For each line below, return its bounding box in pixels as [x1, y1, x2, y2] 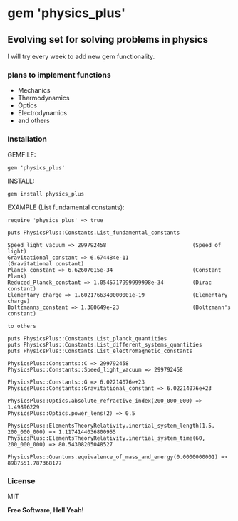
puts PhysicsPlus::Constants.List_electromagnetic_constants [7, 347, 193, 354]
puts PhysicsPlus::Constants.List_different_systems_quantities [7, 341, 202, 348]
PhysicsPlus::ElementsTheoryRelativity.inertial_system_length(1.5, [7, 422, 215, 429]
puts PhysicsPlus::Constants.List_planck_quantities [7, 335, 167, 342]
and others [17, 116, 50, 125]
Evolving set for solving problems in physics [7, 33, 209, 46]
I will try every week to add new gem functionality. [7, 52, 155, 60]
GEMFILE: [7, 150, 36, 159]
